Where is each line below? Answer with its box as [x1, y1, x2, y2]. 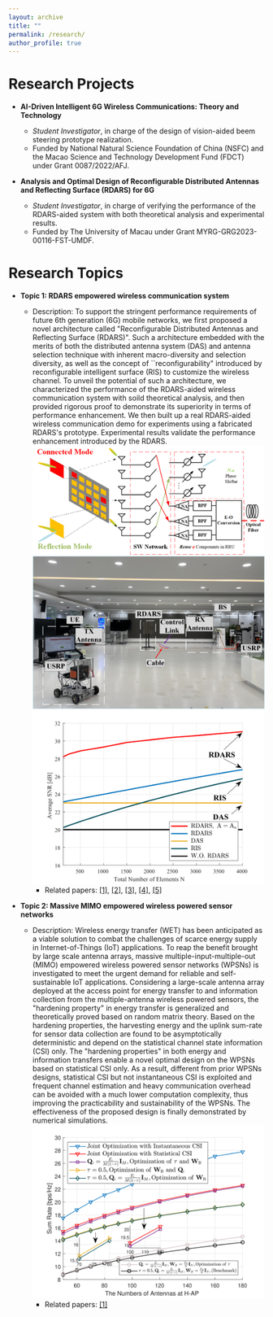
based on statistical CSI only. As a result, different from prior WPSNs [32, 1063, 262, 1073]
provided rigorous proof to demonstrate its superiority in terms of [32, 402, 252, 412]
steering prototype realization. [32, 135, 134, 145]
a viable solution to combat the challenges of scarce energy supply [32, 934, 258, 944]
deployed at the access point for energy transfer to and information [32, 985, 258, 996]
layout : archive [8, 13, 63, 21]
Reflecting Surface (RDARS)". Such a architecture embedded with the [32, 333, 265, 342]
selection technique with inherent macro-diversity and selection [32, 350, 246, 360]
